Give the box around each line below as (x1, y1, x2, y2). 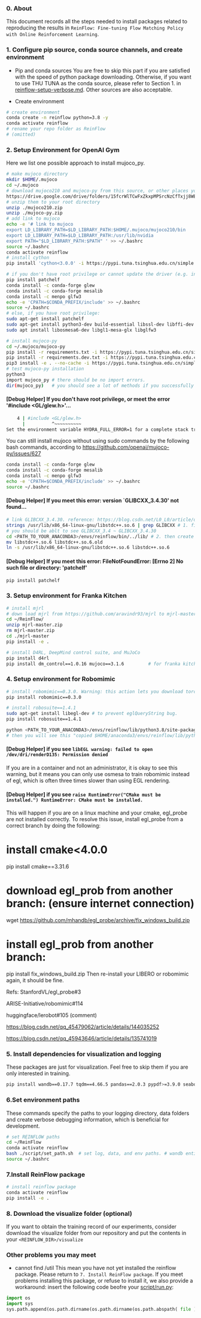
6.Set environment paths (6, 1096, 80, 1104)
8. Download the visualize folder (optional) (6, 1209, 133, 1218)
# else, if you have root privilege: (6, 311, 100, 317)
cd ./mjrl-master (6, 633, 50, 639)
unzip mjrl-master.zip (6, 622, 63, 628)
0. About (6, 4, 32, 13)
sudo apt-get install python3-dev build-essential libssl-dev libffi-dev (6, 321, 194, 328)
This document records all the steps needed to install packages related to (6, 18, 187, 25)
